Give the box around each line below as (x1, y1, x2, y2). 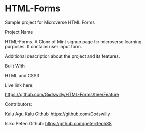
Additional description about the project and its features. (5, 53, 120, 59)
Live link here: (5, 82, 34, 88)
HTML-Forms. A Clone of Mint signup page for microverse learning (5, 38, 142, 44)
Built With (5, 63, 25, 69)
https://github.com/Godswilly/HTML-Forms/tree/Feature (5, 91, 120, 97)
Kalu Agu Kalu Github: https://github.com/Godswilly (5, 111, 110, 117)
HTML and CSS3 (5, 72, 40, 78)
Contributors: (5, 101, 32, 107)
